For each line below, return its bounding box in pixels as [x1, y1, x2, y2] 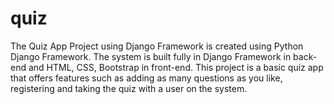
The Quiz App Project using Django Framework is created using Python [10, 40, 304, 52]
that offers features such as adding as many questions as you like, [10, 72, 283, 84]
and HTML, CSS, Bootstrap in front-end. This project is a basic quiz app [28, 61, 324, 73]
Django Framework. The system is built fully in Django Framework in [10, 50, 292, 62]
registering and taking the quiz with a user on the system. [10, 82, 248, 94]
